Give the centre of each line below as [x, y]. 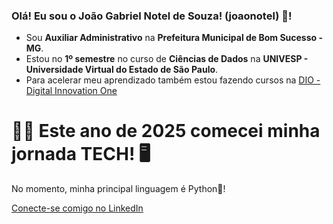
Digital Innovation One [71, 91]
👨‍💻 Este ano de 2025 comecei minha [166, 131]
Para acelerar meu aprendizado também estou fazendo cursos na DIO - [173, 80]
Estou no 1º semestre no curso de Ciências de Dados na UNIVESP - [167, 59]
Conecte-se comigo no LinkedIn [77, 208]
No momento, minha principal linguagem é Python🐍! [118, 189]
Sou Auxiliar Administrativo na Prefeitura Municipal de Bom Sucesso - [174, 38]
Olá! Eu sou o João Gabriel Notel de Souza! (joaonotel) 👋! [152, 16]
